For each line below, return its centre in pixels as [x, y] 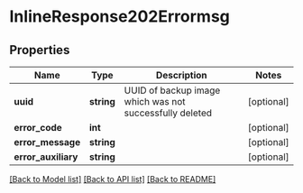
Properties [40, 50]
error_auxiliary [46, 157]
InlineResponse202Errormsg [119, 17]
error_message [47, 142]
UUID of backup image [172, 90]
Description [182, 75]
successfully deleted [168, 113]
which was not [155, 101]
